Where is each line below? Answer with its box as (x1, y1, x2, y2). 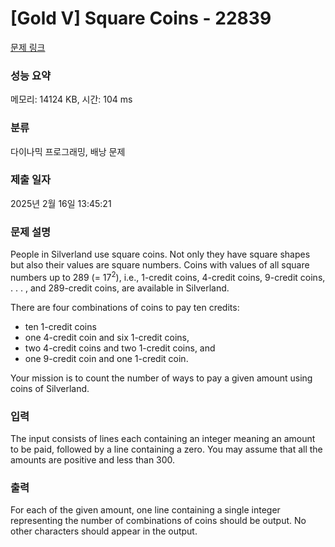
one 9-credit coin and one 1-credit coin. (24, 352, 189, 364)
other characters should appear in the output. (10, 525, 198, 537)
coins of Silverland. (10, 382, 90, 394)
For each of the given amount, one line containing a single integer (10, 504, 281, 516)
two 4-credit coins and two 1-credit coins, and (24, 342, 216, 354)
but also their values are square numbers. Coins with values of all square (10, 259, 310, 271)
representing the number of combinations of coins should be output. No (10, 515, 307, 527)
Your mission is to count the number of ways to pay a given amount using (10, 372, 313, 384)
